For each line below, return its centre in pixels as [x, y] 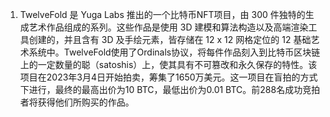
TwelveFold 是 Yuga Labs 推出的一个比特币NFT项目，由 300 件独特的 [162, 14]
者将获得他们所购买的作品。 [77, 102]
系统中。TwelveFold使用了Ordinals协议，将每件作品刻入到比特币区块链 [174, 52]
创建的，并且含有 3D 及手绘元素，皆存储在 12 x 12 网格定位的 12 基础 [170, 39]
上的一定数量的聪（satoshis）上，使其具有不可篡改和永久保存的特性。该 [168, 64]
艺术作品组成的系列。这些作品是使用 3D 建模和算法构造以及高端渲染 [168, 27]
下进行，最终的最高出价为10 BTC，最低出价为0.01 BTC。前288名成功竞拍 [170, 89]
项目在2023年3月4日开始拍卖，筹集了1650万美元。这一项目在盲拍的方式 [168, 77]
